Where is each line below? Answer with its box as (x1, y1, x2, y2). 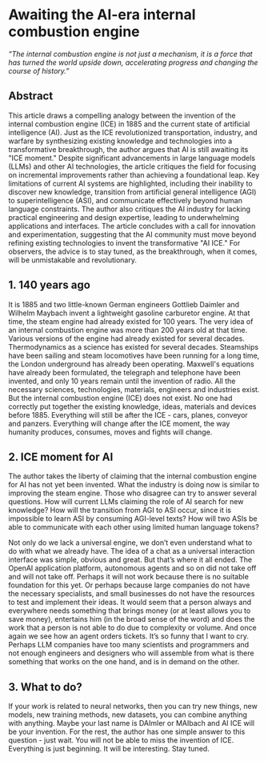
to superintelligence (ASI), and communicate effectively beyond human (8, 195, 242, 205)
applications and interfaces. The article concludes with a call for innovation (8, 221, 256, 230)
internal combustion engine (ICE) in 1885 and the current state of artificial (8, 118, 250, 129)
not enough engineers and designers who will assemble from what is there (8, 648, 254, 658)
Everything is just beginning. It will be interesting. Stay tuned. (8, 744, 210, 754)
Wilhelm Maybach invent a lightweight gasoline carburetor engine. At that (8, 308, 250, 318)
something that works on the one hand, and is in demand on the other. (8, 657, 240, 667)
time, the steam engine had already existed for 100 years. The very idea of (8, 316, 254, 326)
